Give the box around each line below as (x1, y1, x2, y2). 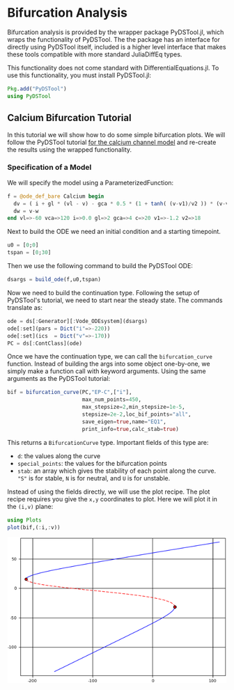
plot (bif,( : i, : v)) (7, 524, 61, 531)
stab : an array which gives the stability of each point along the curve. (17, 466, 217, 475)
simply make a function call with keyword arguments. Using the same (7, 367, 207, 375)
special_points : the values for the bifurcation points (17, 459, 167, 467)
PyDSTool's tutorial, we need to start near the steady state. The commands (7, 296, 223, 304)
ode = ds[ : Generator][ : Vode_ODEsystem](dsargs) (7, 317, 148, 324)
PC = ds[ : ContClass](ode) (7, 340, 82, 347)
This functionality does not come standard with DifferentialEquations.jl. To (7, 63, 219, 72)
